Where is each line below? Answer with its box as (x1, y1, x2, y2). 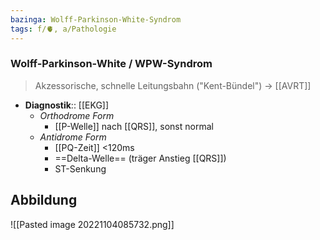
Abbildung (10, 192, 78, 209)
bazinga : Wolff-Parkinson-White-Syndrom (10, 14, 182, 25)
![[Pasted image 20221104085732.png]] (10, 218, 175, 230)
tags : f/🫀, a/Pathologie (10, 24, 117, 34)
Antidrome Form (39, 131, 107, 143)
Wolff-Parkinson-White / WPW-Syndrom (10, 57, 213, 71)
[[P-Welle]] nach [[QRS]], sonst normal (54, 120, 214, 132)
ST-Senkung (54, 162, 107, 175)
